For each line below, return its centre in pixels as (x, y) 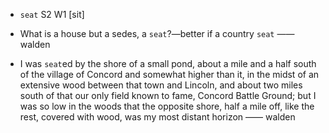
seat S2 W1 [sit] (52, 14)
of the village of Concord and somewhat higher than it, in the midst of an (169, 74)
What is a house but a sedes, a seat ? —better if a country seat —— (157, 33)
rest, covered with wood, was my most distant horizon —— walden (157, 117)
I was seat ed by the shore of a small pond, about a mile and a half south (168, 63)
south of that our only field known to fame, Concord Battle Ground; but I (168, 95)
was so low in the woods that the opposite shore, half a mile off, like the (167, 106)
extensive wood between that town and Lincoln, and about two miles (161, 85)
